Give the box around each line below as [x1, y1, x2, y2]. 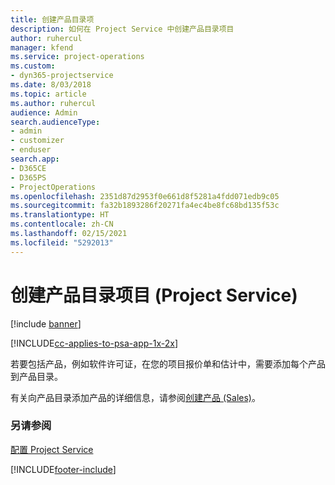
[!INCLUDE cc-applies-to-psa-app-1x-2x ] [10, 337, 179, 349]
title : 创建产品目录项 [10, 14, 95, 25]
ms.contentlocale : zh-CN [10, 219, 114, 230]
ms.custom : [10, 61, 56, 71]
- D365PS [10, 172, 47, 183]
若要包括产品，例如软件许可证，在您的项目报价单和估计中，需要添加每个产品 [10, 357, 326, 370]
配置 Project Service [10, 443, 94, 455]
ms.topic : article [10, 89, 87, 99]
